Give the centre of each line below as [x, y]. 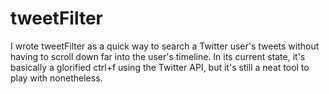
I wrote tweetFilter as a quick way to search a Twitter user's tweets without [165, 46]
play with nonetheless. [56, 78]
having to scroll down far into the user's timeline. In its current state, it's [158, 56]
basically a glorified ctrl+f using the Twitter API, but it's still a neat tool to [160, 67]
